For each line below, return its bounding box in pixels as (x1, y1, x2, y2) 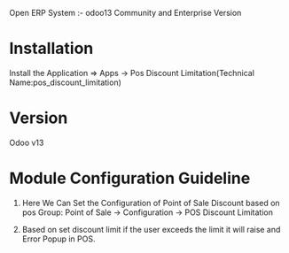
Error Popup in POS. (21, 234, 96, 244)
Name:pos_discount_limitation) (9, 77, 122, 88)
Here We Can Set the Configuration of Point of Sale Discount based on (21, 197, 281, 208)
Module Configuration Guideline (9, 168, 251, 188)
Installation (9, 39, 94, 58)
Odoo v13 (9, 137, 44, 148)
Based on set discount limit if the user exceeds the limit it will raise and (21, 224, 281, 234)
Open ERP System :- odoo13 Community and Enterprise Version (9, 8, 242, 18)
